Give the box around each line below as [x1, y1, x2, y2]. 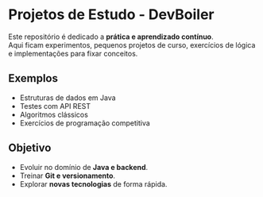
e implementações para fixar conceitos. [8, 48, 138, 58]
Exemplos [8, 71, 58, 85]
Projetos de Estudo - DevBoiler [8, 6, 215, 24]
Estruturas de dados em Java [19, 93, 117, 102]
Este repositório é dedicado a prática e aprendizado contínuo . [8, 32, 215, 41]
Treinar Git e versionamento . [19, 171, 116, 180]
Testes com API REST [19, 101, 91, 110]
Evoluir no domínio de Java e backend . [19, 162, 149, 172]
